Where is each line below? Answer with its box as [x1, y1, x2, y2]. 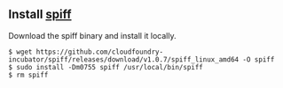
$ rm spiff [8, 70, 49, 79]
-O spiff [242, 55, 275, 64]
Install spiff [8, 7, 72, 22]
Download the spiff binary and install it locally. [8, 30, 177, 40]
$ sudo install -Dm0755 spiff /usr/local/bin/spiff [8, 62, 203, 71]
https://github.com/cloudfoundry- [35, 48, 164, 56]
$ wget [8, 48, 33, 56]
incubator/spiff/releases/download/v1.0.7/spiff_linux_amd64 [8, 55, 240, 64]
